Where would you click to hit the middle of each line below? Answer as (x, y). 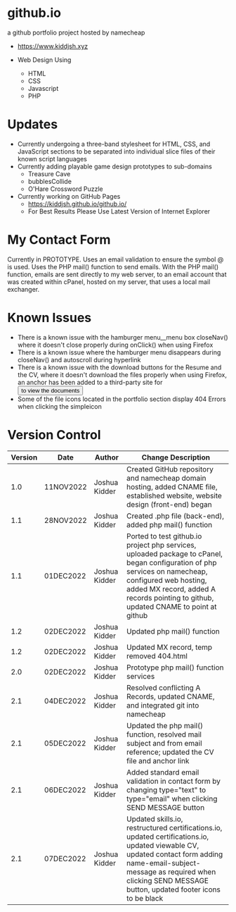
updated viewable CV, (163, 845)
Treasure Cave (49, 173)
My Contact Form (59, 240)
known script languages (52, 159)
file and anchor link (158, 760)
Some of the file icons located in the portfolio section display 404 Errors (122, 399)
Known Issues (50, 318)
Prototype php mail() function (175, 667)
